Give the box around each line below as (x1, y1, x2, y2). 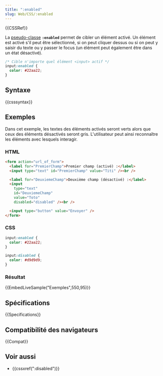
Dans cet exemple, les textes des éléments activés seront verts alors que (5, 126, 151, 131)
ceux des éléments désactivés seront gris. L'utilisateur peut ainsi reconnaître (5, 131, 158, 137)
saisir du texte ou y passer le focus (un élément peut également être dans (5, 45, 152, 50)
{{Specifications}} (5, 311, 41, 318)
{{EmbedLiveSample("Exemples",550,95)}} (5, 285, 91, 291)
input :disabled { (5, 253, 40, 258)
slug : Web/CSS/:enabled (5, 12, 53, 16)
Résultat (5, 274, 25, 280)
